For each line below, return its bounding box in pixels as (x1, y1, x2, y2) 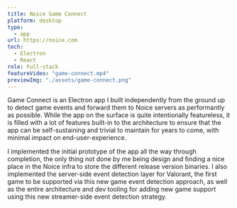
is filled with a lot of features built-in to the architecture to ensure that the (7, 119, 221, 127)
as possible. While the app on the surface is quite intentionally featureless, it (7, 111, 231, 119)
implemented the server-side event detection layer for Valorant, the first (7, 170, 218, 178)
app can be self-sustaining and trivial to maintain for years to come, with (7, 126, 219, 135)
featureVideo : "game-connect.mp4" (7, 70, 110, 77)
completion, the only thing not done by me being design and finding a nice (7, 155, 225, 163)
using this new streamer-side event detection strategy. (7, 192, 167, 201)
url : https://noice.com (7, 37, 78, 44)
